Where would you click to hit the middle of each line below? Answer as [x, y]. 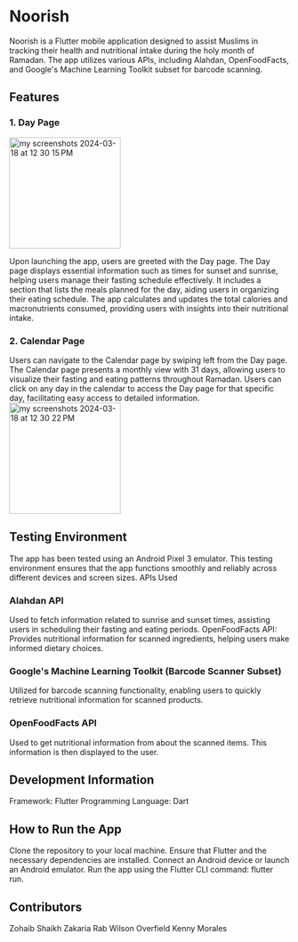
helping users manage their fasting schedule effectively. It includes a [135, 280]
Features [34, 97]
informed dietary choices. [56, 648]
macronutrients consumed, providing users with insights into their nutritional [149, 308]
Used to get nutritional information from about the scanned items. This [138, 742]
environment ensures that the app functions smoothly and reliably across [143, 568]
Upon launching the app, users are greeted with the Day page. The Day [140, 261]
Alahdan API [36, 600]
